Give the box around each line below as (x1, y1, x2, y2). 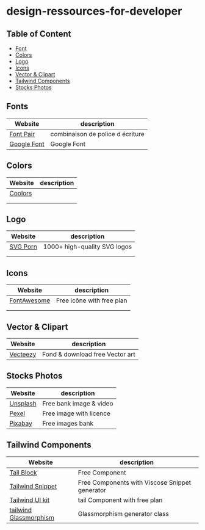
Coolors (9, 189, 32, 197)
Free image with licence (42, 409, 111, 418)
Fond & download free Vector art (42, 350, 135, 358)
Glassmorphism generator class (77, 509, 169, 518)
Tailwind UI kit (9, 496, 50, 504)
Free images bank (42, 419, 93, 427)
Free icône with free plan (56, 296, 128, 305)
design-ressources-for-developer (6, 4, 182, 18)
